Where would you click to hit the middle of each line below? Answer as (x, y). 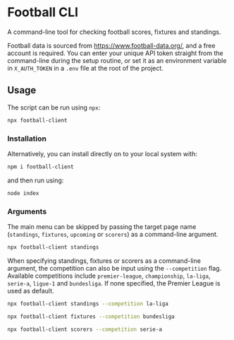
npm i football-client (41, 167)
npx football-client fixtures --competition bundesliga (91, 316)
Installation (27, 139)
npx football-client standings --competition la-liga (88, 304)
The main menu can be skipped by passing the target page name (102, 226)
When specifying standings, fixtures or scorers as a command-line (104, 260)
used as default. (31, 291)
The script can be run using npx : (54, 107)
